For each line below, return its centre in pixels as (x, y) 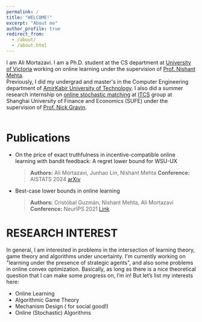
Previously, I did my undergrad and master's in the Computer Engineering (97, 81)
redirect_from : (25, 34)
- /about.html (29, 46)
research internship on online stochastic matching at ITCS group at (89, 94)
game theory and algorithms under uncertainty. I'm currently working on (96, 256)
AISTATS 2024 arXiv (55, 179)
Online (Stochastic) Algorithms (53, 312)
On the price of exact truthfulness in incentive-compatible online (95, 155)
